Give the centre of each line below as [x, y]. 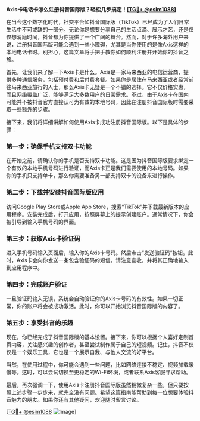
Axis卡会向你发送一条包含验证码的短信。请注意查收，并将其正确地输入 [103, 260]
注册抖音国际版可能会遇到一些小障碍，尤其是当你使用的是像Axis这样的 [103, 44]
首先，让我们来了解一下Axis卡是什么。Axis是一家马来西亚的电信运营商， [95, 72]
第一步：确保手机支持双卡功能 [49, 146]
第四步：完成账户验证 [37, 284]
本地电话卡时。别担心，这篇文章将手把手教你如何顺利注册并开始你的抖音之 [97, 52]
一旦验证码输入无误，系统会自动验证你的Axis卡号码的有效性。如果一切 [92, 299]
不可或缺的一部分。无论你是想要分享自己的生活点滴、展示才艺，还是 [105, 30]
